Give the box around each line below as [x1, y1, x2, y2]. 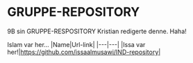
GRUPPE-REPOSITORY [7, 4, 140, 20]
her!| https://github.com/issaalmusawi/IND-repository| [7, 48, 161, 56]
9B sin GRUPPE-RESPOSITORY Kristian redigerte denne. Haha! [7, 27, 187, 35]
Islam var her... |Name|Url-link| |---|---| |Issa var [7, 40, 146, 48]
